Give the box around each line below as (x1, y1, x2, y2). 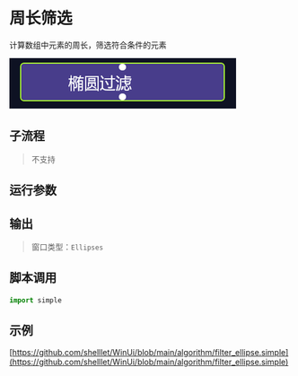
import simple (9, 295, 63, 305)
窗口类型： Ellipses (31, 241, 104, 252)
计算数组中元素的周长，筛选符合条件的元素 (9, 39, 167, 50)
